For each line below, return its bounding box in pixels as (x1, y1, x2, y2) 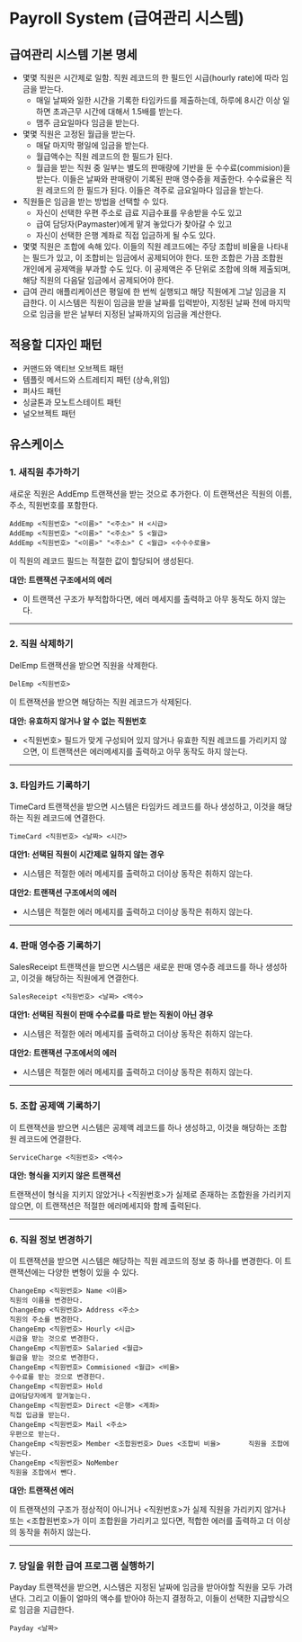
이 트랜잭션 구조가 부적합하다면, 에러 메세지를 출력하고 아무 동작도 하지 (22, 593, 270, 604)
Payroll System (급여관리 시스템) (9, 8, 244, 29)
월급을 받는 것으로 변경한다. (9, 1353, 100, 1362)
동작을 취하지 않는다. (18, 1526, 92, 1537)
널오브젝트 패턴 (22, 408, 76, 418)
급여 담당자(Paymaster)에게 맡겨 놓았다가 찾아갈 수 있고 (35, 219, 233, 229)
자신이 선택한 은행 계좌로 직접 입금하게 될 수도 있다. (35, 230, 216, 240)
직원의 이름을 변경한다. (9, 1296, 84, 1305)
